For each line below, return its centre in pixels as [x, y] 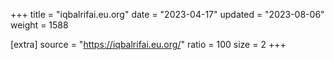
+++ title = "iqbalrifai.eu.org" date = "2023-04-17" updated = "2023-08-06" [167, 14]
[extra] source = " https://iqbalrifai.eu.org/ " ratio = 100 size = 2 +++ [148, 44]
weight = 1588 [39, 25]
